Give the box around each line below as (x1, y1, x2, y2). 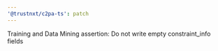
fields (7, 36, 24, 45)
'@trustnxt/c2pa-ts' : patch (7, 10, 89, 17)
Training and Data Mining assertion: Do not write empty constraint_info (7, 29, 211, 38)
